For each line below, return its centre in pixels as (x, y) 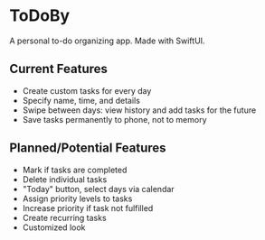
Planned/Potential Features (88, 148)
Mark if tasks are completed (75, 170)
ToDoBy (40, 16)
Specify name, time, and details (81, 100)
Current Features (59, 69)
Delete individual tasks (65, 179)
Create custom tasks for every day (87, 90)
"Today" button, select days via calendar (98, 189)
